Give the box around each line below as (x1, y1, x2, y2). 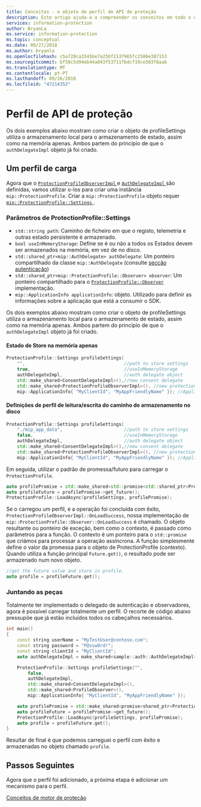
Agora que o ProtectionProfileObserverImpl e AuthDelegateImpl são (6, 179, 175, 187)
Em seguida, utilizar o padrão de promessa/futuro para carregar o (6, 466, 169, 473)
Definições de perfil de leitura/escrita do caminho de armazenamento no (6, 401, 191, 409)
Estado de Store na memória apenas (6, 341, 98, 349)
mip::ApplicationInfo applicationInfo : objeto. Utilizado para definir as (14, 291, 192, 298)
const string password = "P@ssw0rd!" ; (17, 643, 114, 649)
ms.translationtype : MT (6, 64, 66, 71)
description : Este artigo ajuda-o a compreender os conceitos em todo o (6, 14, 191, 20)
